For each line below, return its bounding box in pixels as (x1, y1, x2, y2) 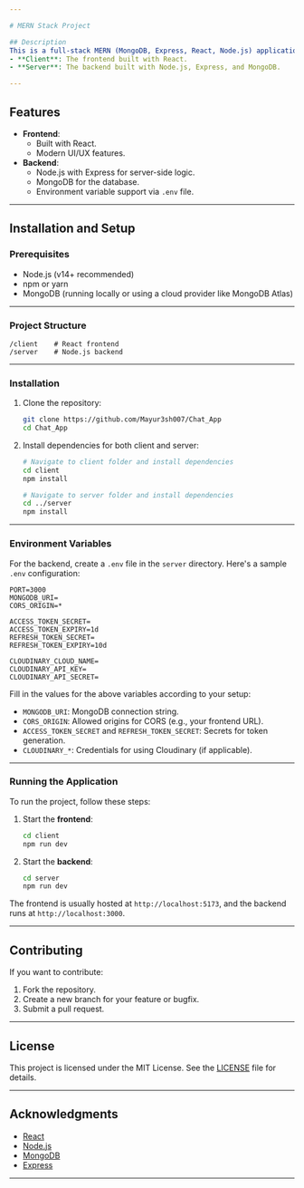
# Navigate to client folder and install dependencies (22, 457, 234, 467)
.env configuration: (9, 567, 81, 578)
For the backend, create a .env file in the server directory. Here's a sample (9, 558, 288, 569)
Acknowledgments (9, 1106, 119, 1122)
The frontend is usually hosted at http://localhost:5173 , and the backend (9, 898, 287, 909)
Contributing (9, 942, 83, 958)
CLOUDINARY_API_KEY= (9, 664, 88, 673)
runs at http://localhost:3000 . (9, 908, 125, 919)
